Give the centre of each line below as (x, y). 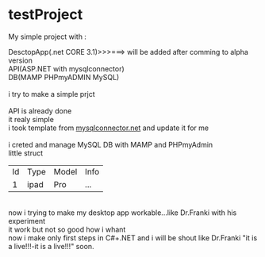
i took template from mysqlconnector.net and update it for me (109, 128)
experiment (27, 221)
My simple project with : (48, 36)
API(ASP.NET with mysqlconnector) (66, 68)
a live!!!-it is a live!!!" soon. (51, 246)
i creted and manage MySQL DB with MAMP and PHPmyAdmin (111, 144)
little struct (26, 153)
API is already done (40, 111)
